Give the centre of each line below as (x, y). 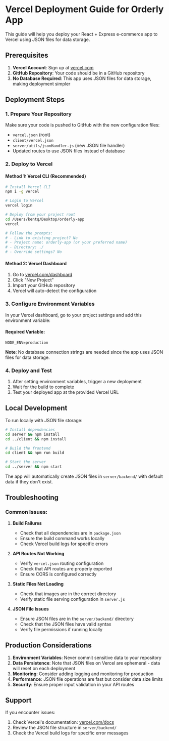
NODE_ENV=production (27, 343)
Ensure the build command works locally (62, 538)
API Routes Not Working (38, 553)
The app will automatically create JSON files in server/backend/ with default (84, 476)
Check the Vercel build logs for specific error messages (70, 733)
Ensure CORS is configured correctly (58, 574)
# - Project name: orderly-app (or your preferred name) (66, 242)
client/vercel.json (33, 141)
